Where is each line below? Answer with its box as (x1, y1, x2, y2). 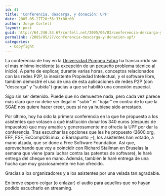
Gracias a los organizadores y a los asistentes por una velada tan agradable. (5, 170, 161, 176)
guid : (5, 30, 16, 35)
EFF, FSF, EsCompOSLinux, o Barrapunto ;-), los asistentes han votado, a (5, 134, 154, 140)
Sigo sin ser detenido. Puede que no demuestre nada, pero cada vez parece (5, 93, 161, 99)
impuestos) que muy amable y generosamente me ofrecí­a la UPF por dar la (5, 124, 158, 130)
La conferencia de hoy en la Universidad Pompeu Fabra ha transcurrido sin (5, 57, 158, 63)
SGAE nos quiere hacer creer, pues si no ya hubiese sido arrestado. (5, 104, 143, 110)
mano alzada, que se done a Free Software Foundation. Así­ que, (5, 139, 136, 146)
